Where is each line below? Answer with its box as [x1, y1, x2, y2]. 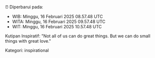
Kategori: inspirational [5, 47, 49, 53]
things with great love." [5, 38, 52, 44]
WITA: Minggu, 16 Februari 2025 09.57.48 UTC [12, 19, 106, 24]
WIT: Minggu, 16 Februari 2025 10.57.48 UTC [12, 24, 102, 29]
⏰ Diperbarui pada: [5, 4, 44, 10]
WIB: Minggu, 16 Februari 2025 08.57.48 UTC [12, 14, 103, 19]
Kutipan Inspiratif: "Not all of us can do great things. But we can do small [5, 33, 151, 39]
